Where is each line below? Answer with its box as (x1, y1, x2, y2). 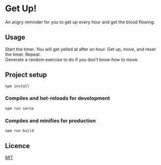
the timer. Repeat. (5, 51, 41, 57)
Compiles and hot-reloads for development (5, 95, 110, 102)
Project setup (5, 71, 48, 79)
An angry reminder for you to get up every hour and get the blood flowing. (5, 19, 156, 25)
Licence (5, 142, 30, 150)
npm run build (5, 128, 34, 133)
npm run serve (5, 106, 34, 111)
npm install (5, 83, 29, 88)
